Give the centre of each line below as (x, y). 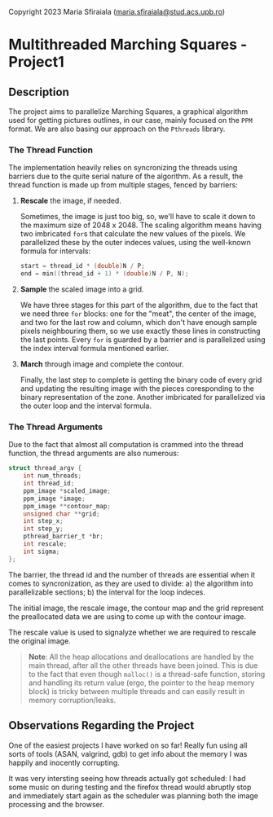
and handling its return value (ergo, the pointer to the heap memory (141, 683)
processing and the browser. (56, 804)
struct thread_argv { (45, 468)
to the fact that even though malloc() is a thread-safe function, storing (147, 674)
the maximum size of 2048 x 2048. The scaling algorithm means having (141, 225)
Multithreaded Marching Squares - (128, 45)
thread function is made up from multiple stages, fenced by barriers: (123, 185)
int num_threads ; (53, 476)
